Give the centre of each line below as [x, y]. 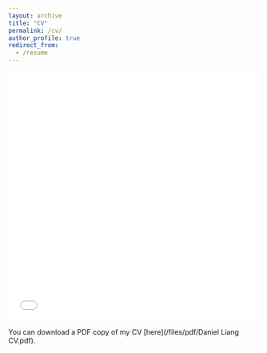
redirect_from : [34, 46]
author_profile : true [44, 38]
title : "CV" [28, 23]
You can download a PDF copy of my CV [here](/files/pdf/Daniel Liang [124, 332]
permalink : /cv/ [35, 30]
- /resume [32, 53]
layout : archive [35, 16]
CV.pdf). [22, 341]
